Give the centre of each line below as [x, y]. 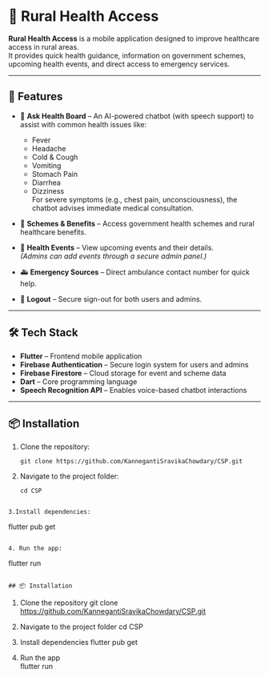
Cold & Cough [55, 157]
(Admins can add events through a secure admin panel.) [113, 256]
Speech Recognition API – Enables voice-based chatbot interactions [133, 390]
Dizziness [48, 190]
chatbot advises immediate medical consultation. [112, 208]
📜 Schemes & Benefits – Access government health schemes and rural [137, 223]
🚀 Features [36, 96]
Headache [49, 148]
